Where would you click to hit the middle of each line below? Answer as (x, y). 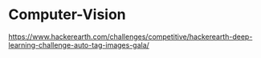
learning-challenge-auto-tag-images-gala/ (79, 44)
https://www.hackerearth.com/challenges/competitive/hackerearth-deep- (130, 37)
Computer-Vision (67, 15)
